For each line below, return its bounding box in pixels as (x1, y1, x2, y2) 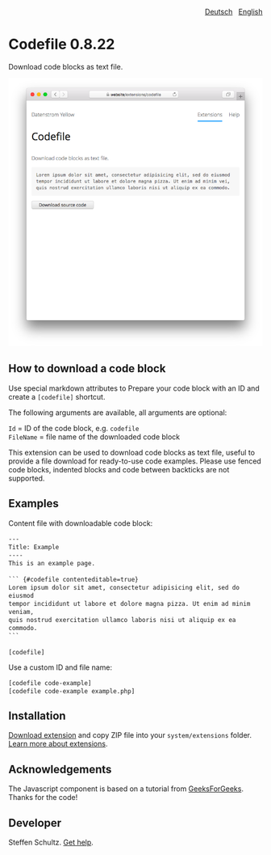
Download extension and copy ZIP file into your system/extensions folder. (8, 730, 252, 740)
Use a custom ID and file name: (8, 662, 113, 672)
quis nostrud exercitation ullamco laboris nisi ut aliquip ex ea (8, 616, 236, 624)
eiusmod (8, 591, 35, 599)
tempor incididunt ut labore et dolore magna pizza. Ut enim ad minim (8, 599, 251, 607)
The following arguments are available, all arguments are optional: (8, 408, 227, 417)
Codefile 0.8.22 (8, 36, 115, 53)
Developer (8, 816, 62, 830)
